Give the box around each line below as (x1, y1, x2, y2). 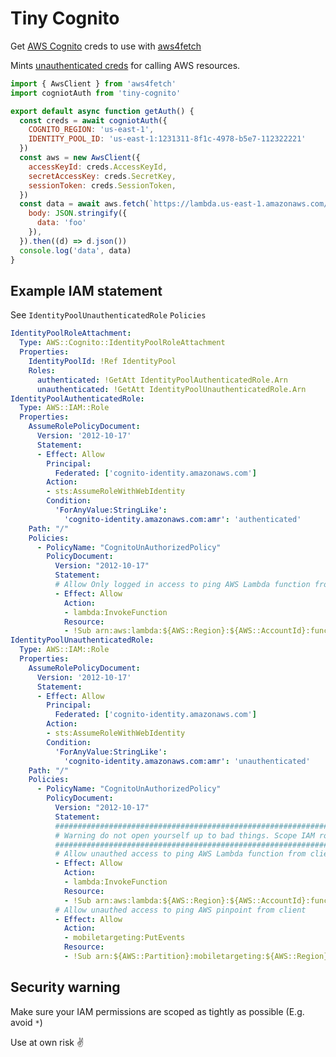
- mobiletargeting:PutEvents (63, 933, 186, 943)
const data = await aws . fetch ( (19, 199, 150, 209)
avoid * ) (10, 1016, 43, 1028)
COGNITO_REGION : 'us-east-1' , (28, 125, 155, 135)
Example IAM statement (10, 282, 163, 299)
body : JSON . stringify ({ (28, 208, 128, 219)
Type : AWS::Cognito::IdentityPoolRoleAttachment (19, 338, 226, 348)
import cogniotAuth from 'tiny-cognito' (10, 88, 182, 98)
